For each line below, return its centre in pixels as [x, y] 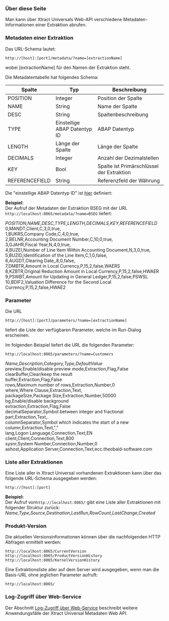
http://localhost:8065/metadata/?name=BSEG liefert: [59, 213]
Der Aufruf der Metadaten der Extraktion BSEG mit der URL [66, 208]
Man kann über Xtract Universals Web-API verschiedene [64, 20]
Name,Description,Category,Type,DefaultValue [54, 363]
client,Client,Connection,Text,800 [40, 438]
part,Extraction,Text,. [27, 417]
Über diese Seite [26, 9]
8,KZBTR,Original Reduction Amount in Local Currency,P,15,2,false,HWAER [82, 271]
